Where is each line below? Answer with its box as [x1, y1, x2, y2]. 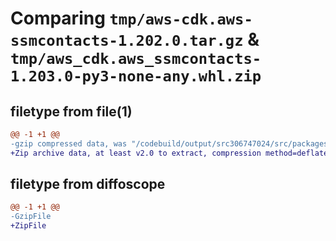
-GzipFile [10, 212, 52, 222]
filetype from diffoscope [10, 176, 166, 193]
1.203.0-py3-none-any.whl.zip [10, 67, 262, 86]
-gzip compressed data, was [10, 138, 128, 149]
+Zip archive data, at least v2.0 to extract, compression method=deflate [10, 148, 329, 158]
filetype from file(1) [10, 103, 133, 120]
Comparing [10, 7, 106, 30]
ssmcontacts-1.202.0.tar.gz [10, 32, 244, 51]
